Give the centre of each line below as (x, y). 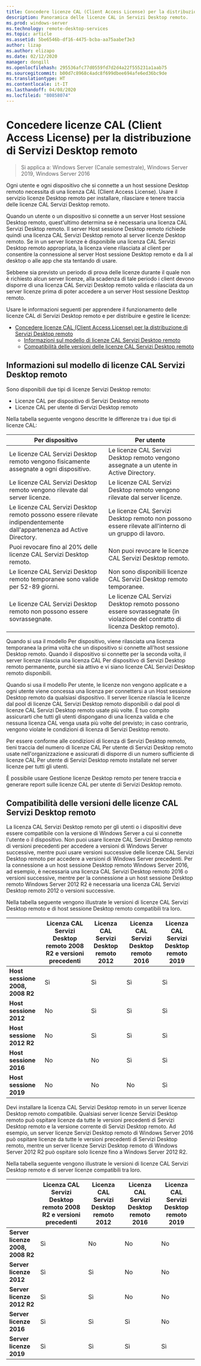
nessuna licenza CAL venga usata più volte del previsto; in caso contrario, (97, 723)
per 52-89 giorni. (34, 587)
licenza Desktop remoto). (144, 626)
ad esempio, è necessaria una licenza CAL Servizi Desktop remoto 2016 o (97, 872)
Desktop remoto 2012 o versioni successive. (61, 891)
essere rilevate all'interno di (147, 526)
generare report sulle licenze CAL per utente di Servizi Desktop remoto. (94, 784)
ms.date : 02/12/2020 (32, 56)
